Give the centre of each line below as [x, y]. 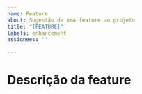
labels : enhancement [37, 33]
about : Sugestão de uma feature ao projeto [71, 20]
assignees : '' [28, 40]
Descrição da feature [69, 80]
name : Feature [28, 14]
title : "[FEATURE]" [35, 26]
